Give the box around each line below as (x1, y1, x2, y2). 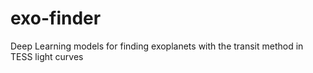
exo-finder (10, 7, 102, 30)
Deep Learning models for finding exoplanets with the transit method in (10, 40, 304, 52)
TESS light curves (10, 50, 84, 62)
